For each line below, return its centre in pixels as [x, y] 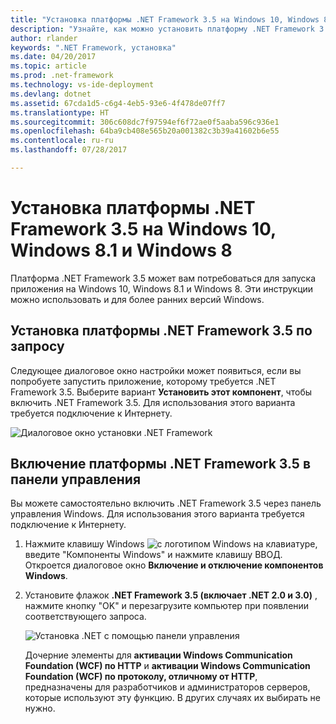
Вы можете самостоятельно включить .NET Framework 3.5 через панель [166, 503]
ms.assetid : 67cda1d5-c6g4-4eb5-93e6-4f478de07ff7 [118, 103]
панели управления [76, 479]
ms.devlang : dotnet [51, 94]
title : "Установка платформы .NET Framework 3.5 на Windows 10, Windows [165, 19]
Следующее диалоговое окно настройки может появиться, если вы [156, 370]
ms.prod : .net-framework [62, 76]
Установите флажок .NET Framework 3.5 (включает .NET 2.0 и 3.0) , [171, 595]
